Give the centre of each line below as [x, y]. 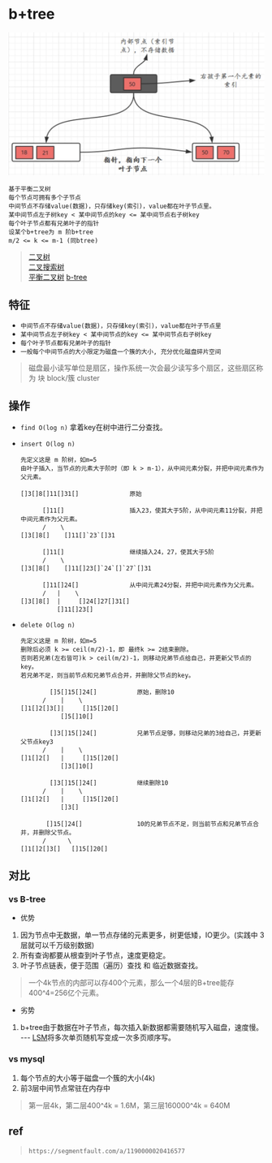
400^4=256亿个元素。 [66, 993]
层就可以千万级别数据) [57, 945]
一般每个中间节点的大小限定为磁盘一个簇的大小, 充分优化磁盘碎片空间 [121, 351]
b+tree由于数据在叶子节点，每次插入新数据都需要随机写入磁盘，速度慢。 [142, 1027]
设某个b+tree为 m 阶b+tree [51, 232]
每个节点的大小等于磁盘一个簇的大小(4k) [88, 1078]
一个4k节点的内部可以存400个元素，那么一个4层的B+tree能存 [131, 983]
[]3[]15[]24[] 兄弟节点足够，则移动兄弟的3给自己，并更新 [155, 733]
